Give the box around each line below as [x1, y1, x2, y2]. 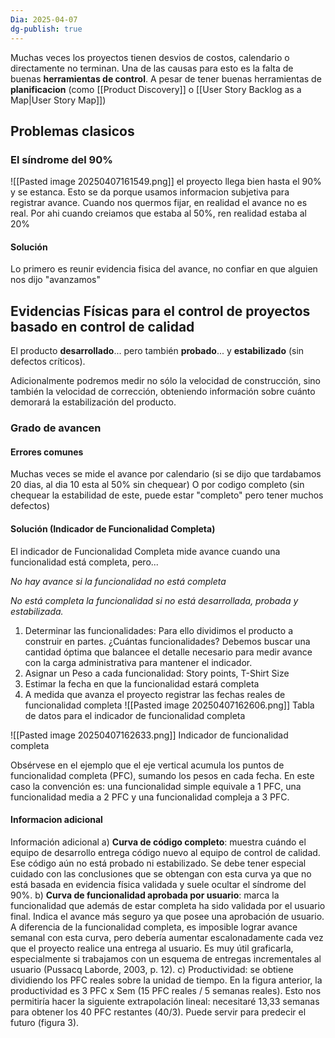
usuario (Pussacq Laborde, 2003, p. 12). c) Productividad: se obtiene [10, 963, 294, 975]
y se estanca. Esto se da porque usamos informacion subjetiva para [10, 186, 290, 198]
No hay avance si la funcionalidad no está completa [10, 575, 227, 587]
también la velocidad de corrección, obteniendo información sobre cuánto [10, 386, 316, 398]
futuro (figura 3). [10, 1016, 80, 1028]
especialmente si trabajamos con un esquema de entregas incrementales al [10, 952, 322, 965]
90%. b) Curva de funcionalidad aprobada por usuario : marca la [10, 889, 280, 901]
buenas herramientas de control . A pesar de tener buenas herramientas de [10, 72, 322, 85]
